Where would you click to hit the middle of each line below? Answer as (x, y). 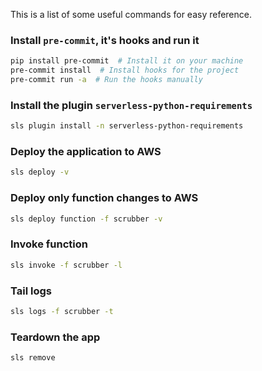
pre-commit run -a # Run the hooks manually (106, 80)
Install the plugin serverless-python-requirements (131, 105)
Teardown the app (55, 337)
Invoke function (49, 244)
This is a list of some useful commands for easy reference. (131, 14)
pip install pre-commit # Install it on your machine (127, 61)
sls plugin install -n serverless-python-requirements (127, 126)
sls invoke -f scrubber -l (66, 265)
